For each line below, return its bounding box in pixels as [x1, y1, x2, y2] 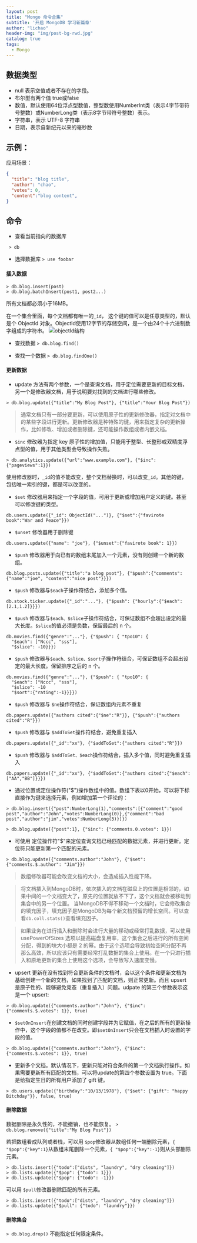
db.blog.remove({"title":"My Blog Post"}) [6, 1127, 112, 1133]
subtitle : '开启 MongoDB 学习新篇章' [6, 19, 92, 25]
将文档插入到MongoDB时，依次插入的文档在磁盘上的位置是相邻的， [20, 885, 184, 892]
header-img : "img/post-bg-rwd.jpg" [6, 31, 94, 36]
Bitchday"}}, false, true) [6, 1093, 72, 1099]
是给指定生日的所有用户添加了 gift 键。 [14, 1076, 108, 1083]
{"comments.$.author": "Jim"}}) [6, 861, 85, 868]
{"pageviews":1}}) [6, 462, 51, 468]
